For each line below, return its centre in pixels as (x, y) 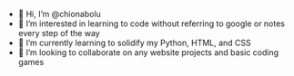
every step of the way (59, 33)
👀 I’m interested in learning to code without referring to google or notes (151, 24)
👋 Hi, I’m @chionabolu (60, 14)
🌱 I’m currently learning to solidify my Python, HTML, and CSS (135, 43)
